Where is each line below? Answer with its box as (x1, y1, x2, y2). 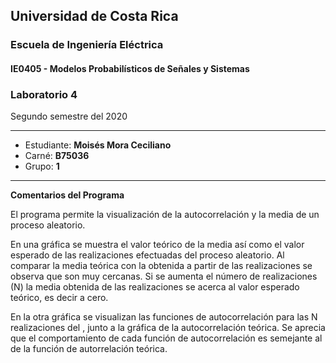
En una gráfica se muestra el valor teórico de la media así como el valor (10, 239, 305, 251)
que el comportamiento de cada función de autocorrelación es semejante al (10, 332, 323, 344)
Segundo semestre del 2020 (10, 110, 128, 123)
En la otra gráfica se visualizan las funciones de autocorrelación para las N (10, 311, 318, 323)
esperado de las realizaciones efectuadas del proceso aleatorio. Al (10, 249, 285, 261)
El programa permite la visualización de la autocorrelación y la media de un (10, 209, 320, 221)
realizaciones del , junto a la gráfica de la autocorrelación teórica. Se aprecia (10, 322, 326, 334)
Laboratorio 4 (10, 87, 78, 101)
